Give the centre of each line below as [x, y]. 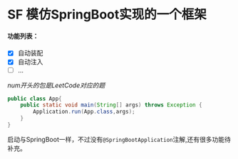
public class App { [35, 99]
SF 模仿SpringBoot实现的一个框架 [107, 15]
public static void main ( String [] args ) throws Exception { [111, 105]
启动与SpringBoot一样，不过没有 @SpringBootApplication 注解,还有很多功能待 [119, 139]
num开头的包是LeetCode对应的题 [56, 85]
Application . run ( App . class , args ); [84, 112]
